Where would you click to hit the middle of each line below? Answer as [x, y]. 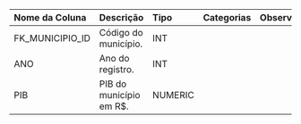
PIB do [113, 84]
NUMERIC [173, 95]
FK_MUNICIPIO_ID [52, 38]
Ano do [114, 58]
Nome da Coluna [50, 17]
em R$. [114, 106]
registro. [116, 69]
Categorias [227, 17]
